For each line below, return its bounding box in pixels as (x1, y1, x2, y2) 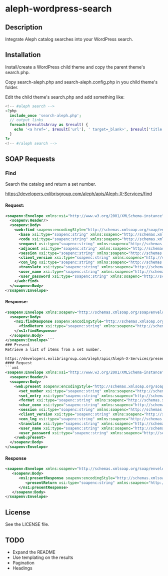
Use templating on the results (12, 554, 73, 560)
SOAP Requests (5, 155, 55, 163)
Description (5, 23, 42, 32)
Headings (12, 565, 32, 571)
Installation (5, 51, 41, 59)
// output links (9, 118, 43, 123)
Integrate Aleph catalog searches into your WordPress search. (5, 36, 133, 42)
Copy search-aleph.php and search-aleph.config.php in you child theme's (5, 79, 158, 85)
